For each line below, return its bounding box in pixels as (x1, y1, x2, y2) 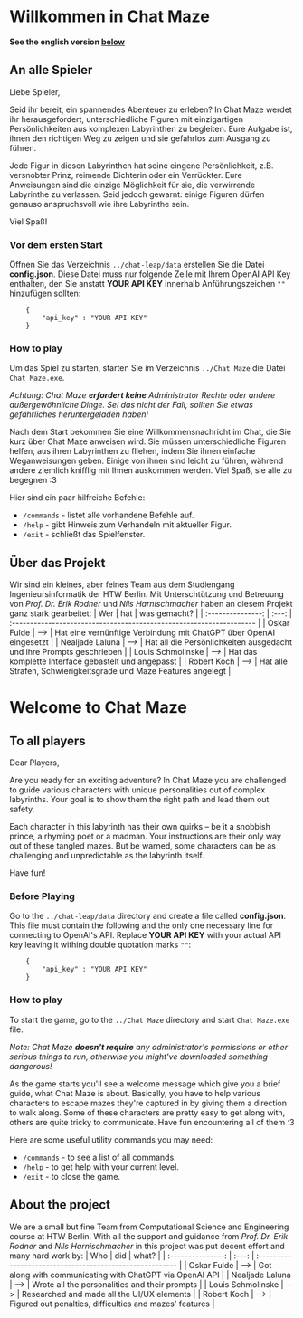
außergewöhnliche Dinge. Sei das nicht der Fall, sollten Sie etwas (9, 400, 253, 411)
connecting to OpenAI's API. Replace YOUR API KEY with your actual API (9, 930, 282, 941)
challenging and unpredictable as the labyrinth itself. (9, 850, 205, 861)
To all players (9, 733, 86, 748)
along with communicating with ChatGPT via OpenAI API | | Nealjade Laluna (9, 1269, 291, 1280)
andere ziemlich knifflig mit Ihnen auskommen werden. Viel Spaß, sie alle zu (9, 465, 292, 476)
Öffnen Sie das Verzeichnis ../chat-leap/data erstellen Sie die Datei (9, 260, 265, 270)
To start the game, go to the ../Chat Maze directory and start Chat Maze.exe (9, 1014, 290, 1025)
